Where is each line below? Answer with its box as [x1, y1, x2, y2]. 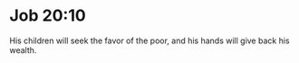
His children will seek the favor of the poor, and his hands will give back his [9, 35, 290, 46]
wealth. [9, 44, 37, 55]
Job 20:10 [9, 5, 86, 26]
